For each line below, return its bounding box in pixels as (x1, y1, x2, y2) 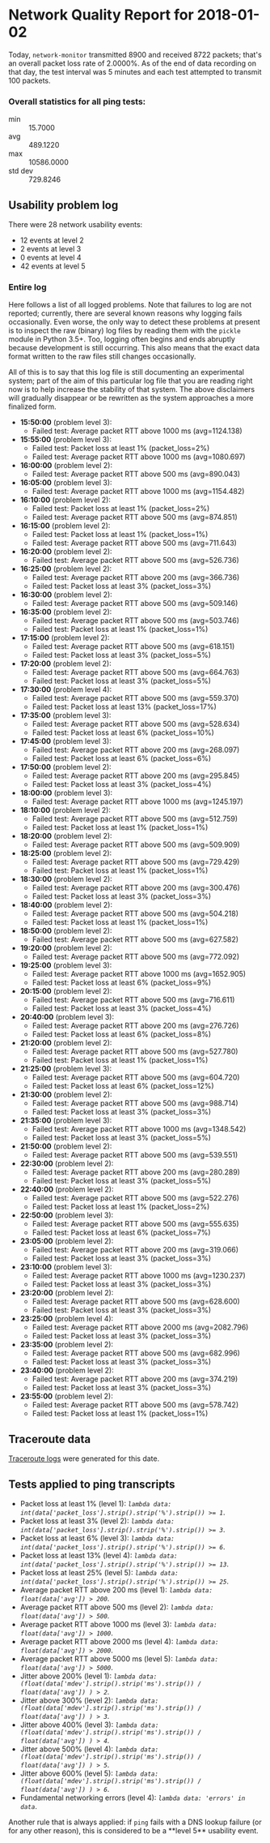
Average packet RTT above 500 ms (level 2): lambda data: (19, 1602, 214, 1612)
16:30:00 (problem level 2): (19, 590, 113, 599)
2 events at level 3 (19, 244, 82, 254)
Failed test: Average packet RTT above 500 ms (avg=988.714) (32, 1098, 238, 1108)
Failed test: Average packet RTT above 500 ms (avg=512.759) (32, 814, 238, 824)
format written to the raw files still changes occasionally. (8, 351, 196, 362)
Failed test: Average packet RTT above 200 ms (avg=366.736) (32, 573, 240, 582)
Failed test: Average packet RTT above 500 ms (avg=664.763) (32, 668, 240, 677)
